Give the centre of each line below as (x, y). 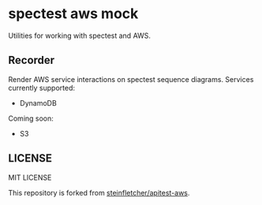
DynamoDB (38, 102)
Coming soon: (31, 118)
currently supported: (41, 88)
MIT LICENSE (30, 177)
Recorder (32, 60)
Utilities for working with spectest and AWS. (80, 35)
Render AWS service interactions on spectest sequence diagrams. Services (131, 79)
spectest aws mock (73, 14)
